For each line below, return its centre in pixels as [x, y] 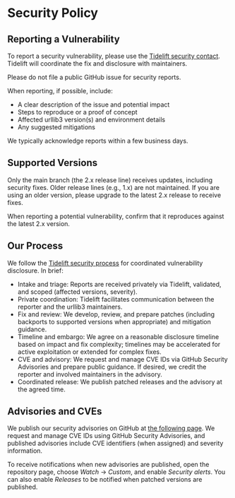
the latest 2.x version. [39, 223]
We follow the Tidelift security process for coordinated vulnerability [105, 263]
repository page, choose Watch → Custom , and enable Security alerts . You [116, 472]
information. [25, 451]
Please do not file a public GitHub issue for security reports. [94, 77]
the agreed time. [41, 389]
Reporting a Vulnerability [64, 39]
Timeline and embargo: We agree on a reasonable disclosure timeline [118, 336]
